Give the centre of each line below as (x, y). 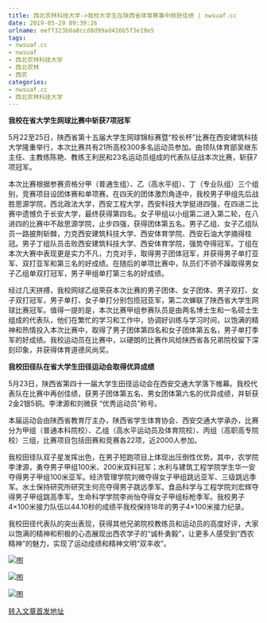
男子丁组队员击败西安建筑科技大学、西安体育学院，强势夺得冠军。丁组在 (140, 244)
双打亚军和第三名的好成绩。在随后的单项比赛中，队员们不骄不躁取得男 (137, 264)
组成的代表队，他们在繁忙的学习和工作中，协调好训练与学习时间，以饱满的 (130, 320)
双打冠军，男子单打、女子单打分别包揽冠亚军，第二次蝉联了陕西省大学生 (133, 300)
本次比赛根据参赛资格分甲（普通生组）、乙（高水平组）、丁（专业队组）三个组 (133, 184)
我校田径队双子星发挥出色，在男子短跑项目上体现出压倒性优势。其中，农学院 (133, 457)
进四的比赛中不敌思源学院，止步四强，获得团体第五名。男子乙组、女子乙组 (130, 224)
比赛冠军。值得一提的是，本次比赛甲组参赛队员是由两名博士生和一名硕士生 (137, 310)
